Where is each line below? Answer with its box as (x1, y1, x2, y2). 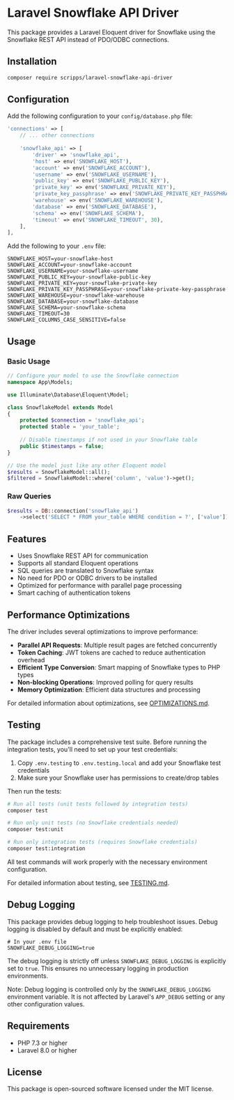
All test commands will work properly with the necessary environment (7, 857, 208, 866)
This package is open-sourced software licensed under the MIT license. (7, 1085, 214, 1093)
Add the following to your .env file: (7, 242, 107, 251)
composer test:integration (7, 845, 86, 852)
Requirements (7, 1020, 70, 1032)
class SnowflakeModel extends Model (7, 403, 114, 411)
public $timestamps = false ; (19, 443, 104, 449)
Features (7, 533, 47, 545)
